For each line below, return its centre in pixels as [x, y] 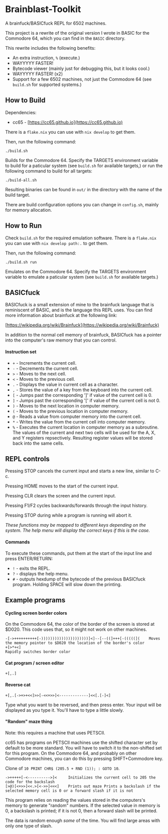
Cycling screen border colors [36, 613]
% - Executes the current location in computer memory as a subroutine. [86, 427]
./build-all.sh [21, 180]
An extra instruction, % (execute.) [46, 58]
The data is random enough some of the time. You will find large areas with [83, 820]
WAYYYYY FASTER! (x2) [38, 73]
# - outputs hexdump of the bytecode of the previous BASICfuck [79, 579]
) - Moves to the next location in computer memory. [66, 405]
